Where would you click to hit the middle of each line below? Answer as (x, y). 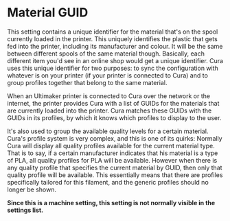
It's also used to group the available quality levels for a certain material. (108, 131)
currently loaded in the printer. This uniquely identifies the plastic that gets (112, 38)
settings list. (25, 210)
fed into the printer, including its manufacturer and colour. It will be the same (115, 46)
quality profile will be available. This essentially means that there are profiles (115, 175)
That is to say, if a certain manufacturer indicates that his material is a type (113, 153)
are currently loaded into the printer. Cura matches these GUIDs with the (110, 110)
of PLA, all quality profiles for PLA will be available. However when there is (112, 160)
